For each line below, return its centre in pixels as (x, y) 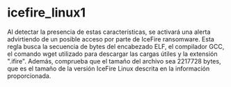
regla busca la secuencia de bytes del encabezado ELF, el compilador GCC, (116, 46)
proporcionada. (29, 76)
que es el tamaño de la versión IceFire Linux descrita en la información (109, 68)
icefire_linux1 (46, 13)
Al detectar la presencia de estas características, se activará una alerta (109, 32)
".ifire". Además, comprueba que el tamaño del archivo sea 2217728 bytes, (114, 61)
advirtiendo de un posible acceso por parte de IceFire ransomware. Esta (111, 39)
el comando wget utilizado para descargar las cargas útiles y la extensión (112, 54)
